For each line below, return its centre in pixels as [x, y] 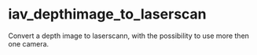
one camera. [29, 43]
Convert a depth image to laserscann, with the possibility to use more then [129, 36]
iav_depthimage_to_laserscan [107, 14]
